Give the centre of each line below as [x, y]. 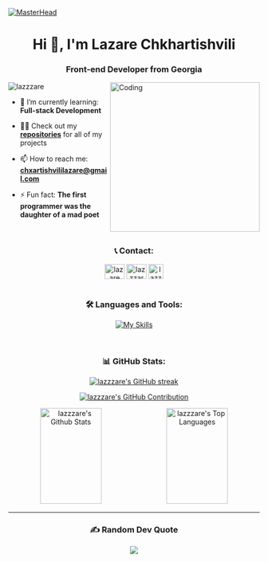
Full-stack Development [61, 111]
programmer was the [55, 206]
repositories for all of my [61, 135]
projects [33, 143]
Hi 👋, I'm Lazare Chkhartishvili [134, 45]
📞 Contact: [134, 251]
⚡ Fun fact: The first [53, 195]
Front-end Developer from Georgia [134, 69]
